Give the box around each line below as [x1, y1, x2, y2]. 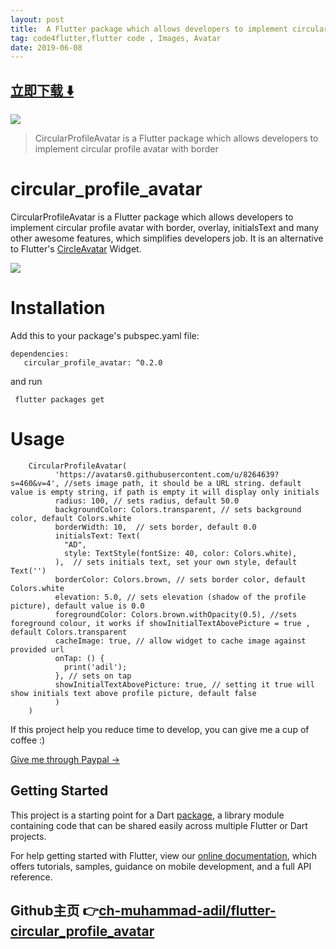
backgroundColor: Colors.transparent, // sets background [54, 504, 302, 515]
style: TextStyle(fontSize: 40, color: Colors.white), [63, 548, 298, 558]
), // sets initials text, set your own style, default [54, 557, 298, 567]
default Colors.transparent [10, 627, 128, 637]
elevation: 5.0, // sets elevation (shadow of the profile [54, 592, 307, 602]
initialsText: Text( [54, 531, 141, 541]
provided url [10, 644, 65, 655]
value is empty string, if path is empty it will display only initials [10, 487, 320, 497]
